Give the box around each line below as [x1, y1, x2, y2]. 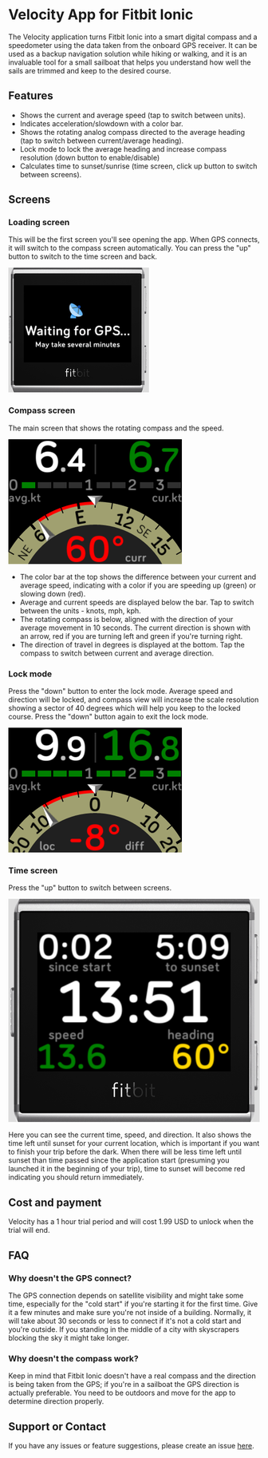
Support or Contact [8, 1420, 106, 1433]
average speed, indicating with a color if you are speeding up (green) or [19, 580, 257, 590]
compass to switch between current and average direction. [19, 648, 215, 658]
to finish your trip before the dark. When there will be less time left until [8, 1147, 242, 1157]
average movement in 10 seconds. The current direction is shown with [19, 623, 251, 632]
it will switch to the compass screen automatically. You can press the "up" [8, 244, 251, 253]
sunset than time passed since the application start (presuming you [8, 1155, 230, 1165]
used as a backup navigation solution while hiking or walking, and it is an [8, 49, 247, 58]
